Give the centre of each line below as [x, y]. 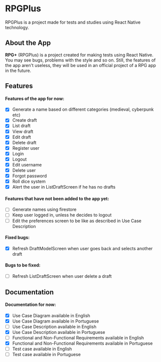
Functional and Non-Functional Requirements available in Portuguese [82, 343]
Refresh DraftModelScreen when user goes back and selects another [82, 248]
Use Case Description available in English [54, 327]
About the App [28, 43]
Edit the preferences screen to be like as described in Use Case [77, 221]
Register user [26, 148]
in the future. [18, 70]
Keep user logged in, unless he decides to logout [62, 215]
